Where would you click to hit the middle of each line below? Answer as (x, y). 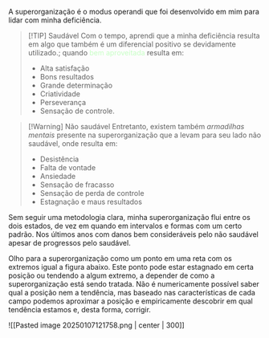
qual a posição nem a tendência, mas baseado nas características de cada (132, 293)
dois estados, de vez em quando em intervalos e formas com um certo (125, 226)
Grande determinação (76, 85)
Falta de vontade (68, 167)
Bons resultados (67, 77)
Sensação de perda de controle (92, 193)
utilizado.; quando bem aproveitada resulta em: (106, 53)
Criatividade (60, 94)
